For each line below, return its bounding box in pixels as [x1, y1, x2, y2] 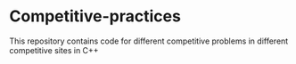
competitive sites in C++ [9, 44, 100, 55]
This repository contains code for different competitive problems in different [9, 36, 289, 46]
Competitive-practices [9, 6, 181, 27]
